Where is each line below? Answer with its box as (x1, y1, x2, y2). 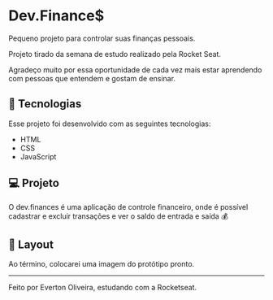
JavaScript (19, 151, 57, 161)
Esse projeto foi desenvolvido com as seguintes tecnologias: (8, 119, 211, 128)
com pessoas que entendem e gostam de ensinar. (8, 73, 176, 83)
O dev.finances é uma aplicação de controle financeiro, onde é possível (8, 202, 249, 211)
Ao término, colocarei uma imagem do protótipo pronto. (8, 259, 195, 269)
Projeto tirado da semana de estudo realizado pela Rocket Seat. (8, 49, 222, 59)
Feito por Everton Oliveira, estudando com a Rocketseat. (8, 283, 197, 293)
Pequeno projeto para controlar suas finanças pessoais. (8, 33, 196, 43)
